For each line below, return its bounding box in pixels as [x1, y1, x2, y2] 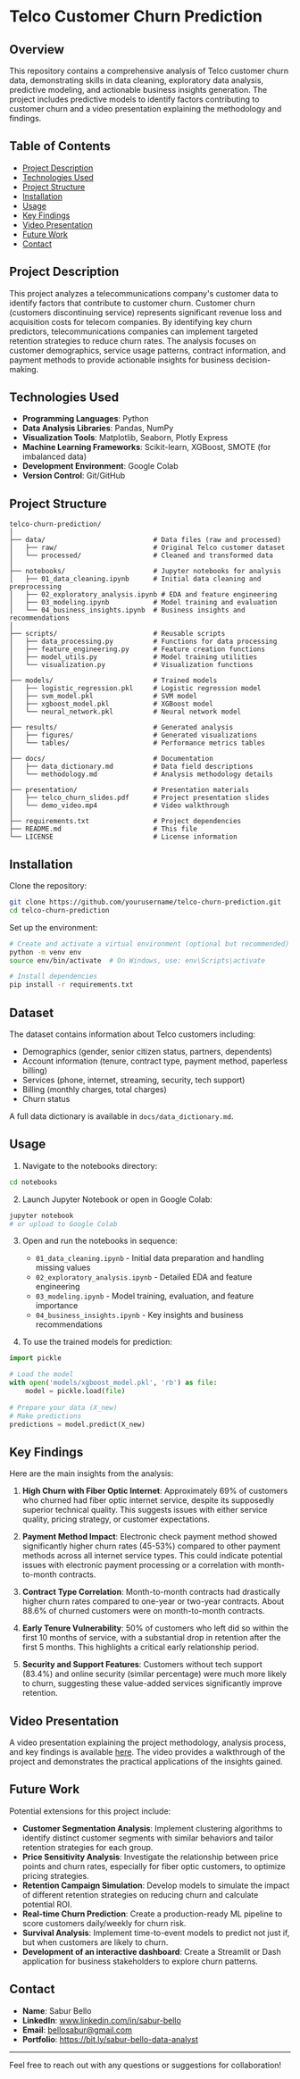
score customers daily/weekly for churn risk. [21, 1917, 187, 1928]
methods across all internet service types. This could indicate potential [21, 1550, 283, 1561]
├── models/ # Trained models [9, 676, 218, 685]
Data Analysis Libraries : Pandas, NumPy [21, 422, 174, 434]
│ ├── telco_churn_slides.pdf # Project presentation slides [9, 793, 270, 803]
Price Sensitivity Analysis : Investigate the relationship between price [21, 1851, 279, 1862]
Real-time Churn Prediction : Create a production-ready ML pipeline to [21, 1908, 283, 1919]
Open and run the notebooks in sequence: [21, 1235, 179, 1247]
